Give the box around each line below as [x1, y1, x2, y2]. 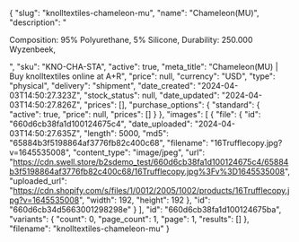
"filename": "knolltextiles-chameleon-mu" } [9, 223, 171, 234]
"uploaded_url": [9, 176, 67, 186]
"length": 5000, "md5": [84, 128, 169, 138]
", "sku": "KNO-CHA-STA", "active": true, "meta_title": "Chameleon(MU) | [9, 62, 278, 72]
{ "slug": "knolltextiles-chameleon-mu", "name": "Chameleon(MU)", [9, 8, 259, 18]
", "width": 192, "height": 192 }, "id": [79, 194, 211, 205]
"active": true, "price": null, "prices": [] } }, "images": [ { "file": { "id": [9, 109, 261, 119]
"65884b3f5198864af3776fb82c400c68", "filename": [9, 138, 209, 148]
